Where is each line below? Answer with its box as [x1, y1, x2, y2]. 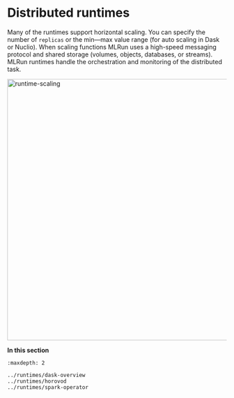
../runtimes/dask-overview [7, 372, 86, 378]
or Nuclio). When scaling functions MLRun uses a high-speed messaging [7, 43, 217, 51]
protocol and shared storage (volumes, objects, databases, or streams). [7, 50, 213, 59]
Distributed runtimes [7, 5, 130, 21]
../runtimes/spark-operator [7, 383, 89, 391]
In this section [7, 346, 49, 354]
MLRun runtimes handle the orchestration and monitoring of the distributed [7, 57, 223, 66]
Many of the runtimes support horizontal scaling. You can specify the [7, 28, 205, 36]
